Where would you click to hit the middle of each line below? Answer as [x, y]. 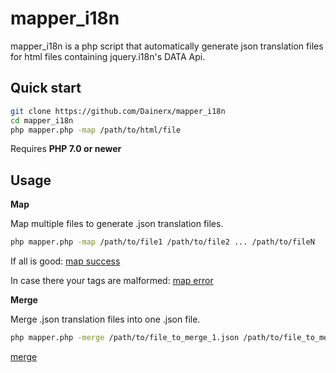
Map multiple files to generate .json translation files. [117, 224]
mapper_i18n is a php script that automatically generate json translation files [167, 46]
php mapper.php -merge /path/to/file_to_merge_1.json [125, 338]
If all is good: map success [65, 261]
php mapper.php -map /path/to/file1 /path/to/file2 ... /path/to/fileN [162, 242]
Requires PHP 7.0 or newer [66, 149]
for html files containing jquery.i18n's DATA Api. [108, 56]
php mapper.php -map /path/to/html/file [96, 130]
